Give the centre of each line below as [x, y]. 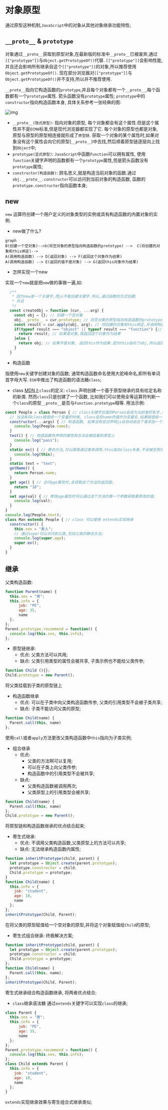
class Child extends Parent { [37, 1064]
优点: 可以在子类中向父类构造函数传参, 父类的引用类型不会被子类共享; [91, 702]
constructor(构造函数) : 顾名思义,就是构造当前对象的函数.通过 [74, 173]
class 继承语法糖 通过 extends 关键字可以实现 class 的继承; [70, 1003]
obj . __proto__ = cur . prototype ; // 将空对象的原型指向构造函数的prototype [88, 320]
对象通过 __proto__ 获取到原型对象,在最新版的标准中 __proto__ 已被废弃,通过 [81, 54]
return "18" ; [28, 487]
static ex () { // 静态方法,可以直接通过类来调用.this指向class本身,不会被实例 [85, 449]
